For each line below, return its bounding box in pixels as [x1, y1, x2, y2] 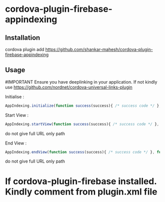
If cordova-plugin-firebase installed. [5, 175, 157, 187]
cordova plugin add [5, 47, 45, 52]
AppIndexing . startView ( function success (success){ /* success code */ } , [5, 121, 160, 126]
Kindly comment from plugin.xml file [5, 186, 158, 197]
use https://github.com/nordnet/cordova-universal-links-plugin [5, 84, 133, 90]
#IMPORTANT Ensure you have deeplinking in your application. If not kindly [5, 79, 158, 85]
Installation [5, 33, 40, 42]
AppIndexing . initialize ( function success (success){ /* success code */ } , [5, 103, 162, 108]
